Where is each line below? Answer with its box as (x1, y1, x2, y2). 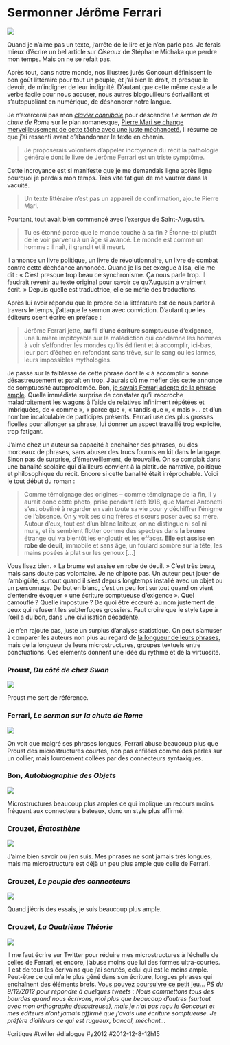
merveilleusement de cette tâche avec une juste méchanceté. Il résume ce (7, 125, 218, 133)
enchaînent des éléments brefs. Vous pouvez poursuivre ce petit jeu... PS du (7, 980, 224, 988)
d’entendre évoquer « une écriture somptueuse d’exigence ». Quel (7, 591, 194, 599)
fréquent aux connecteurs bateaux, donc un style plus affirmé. (7, 806, 184, 814)
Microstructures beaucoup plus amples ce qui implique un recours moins (7, 799, 214, 808)
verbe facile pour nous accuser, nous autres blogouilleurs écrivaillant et (7, 90, 209, 98)
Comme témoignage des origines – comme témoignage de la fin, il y (23, 490, 217, 498)
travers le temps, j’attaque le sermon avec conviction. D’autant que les (7, 305, 206, 314)
